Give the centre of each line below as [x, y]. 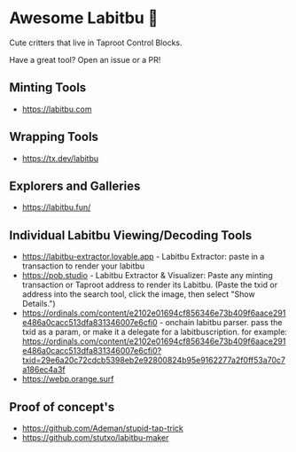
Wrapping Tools [54, 137]
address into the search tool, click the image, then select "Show [138, 294]
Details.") [39, 304]
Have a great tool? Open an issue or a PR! [85, 59]
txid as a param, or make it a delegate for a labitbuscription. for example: [155, 332]
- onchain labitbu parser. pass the [221, 323]
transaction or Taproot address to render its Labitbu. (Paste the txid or [149, 285]
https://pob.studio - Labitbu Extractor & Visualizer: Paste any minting [147, 276]
